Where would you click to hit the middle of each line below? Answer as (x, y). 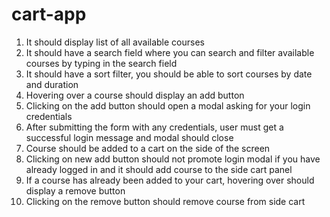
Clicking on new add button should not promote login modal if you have (173, 159)
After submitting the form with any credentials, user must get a (154, 127)
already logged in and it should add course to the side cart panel (159, 169)
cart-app (49, 14)
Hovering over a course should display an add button (135, 95)
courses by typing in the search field (101, 63)
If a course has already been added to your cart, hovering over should (170, 180)
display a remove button (75, 190)
